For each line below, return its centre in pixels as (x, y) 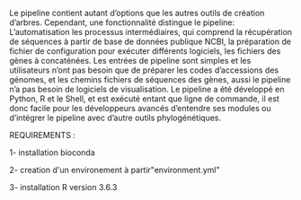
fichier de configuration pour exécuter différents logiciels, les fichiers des (145, 51)
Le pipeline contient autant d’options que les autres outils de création (137, 13)
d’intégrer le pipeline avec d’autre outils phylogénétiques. (115, 117)
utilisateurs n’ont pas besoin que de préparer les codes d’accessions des (144, 70)
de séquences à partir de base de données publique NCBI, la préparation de (150, 41)
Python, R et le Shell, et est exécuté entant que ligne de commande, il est (145, 99)
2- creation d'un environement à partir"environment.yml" (115, 170)
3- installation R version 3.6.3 (63, 187)
